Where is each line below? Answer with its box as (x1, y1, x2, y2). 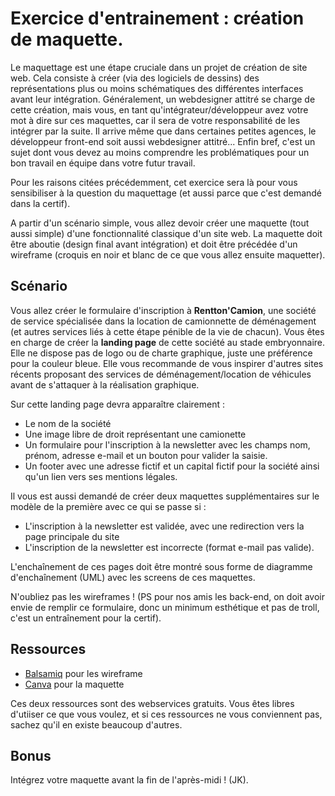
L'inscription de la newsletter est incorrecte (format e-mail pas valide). (24, 541, 315, 553)
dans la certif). (10, 197, 71, 209)
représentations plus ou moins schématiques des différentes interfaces (10, 82, 304, 94)
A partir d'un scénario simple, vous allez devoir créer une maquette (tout (10, 217, 310, 229)
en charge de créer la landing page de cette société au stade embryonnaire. (10, 336, 326, 348)
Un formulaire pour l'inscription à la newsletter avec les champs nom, (24, 438, 311, 451)
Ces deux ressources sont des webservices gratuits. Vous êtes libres (10, 697, 295, 709)
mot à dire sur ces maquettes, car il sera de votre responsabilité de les (10, 114, 301, 126)
